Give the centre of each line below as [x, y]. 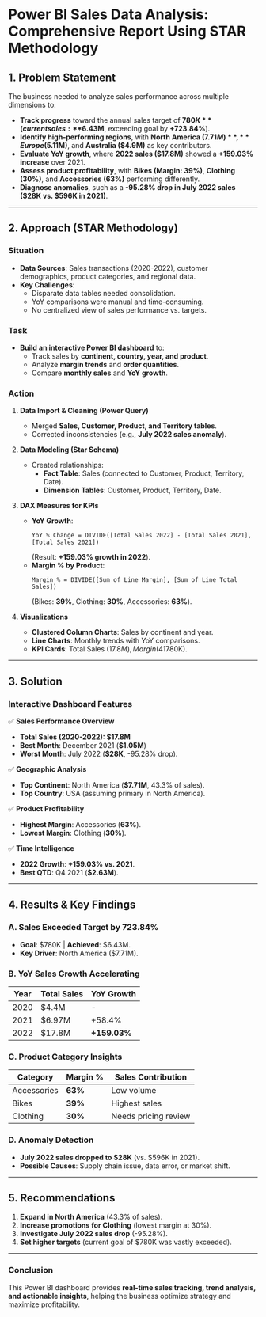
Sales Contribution [151, 1077]
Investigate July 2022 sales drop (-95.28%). [93, 1234]
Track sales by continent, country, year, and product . [120, 356]
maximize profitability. [44, 1304]
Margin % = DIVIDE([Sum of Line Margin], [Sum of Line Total [134, 580]
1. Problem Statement [62, 77]
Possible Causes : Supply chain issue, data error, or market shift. [125, 1166]
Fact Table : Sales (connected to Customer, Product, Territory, [144, 473]
